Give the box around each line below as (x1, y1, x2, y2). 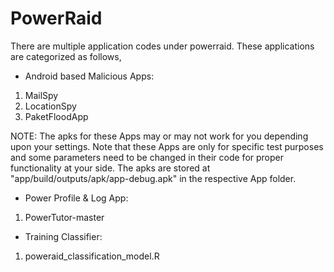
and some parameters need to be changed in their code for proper (10, 151, 285, 163)
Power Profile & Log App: (24, 192, 129, 204)
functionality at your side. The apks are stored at (10, 162, 211, 174)
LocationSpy (24, 100, 77, 112)
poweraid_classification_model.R (24, 250, 160, 262)
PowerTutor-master (24, 211, 105, 223)
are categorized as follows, (10, 50, 122, 62)
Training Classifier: (24, 230, 103, 242)
